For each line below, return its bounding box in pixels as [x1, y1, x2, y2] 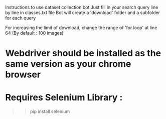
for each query [5, 15, 36, 21]
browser [5, 69, 41, 80]
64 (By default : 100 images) [5, 30, 64, 36]
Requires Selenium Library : [5, 92, 123, 103]
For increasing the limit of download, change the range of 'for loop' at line [5, 25, 157, 31]
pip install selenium [30, 108, 70, 114]
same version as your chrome [5, 58, 131, 70]
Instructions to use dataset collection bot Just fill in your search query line [5, 5, 158, 10]
